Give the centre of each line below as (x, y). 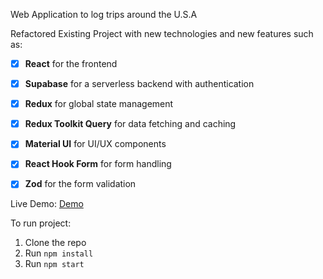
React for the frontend (71, 63)
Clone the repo (55, 243)
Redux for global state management (99, 104)
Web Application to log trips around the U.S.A (104, 14)
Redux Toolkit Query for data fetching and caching (130, 124)
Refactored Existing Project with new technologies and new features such (162, 33)
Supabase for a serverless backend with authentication (139, 84)
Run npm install (59, 253)
